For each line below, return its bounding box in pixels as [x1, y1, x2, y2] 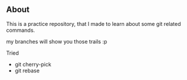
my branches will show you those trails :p [6, 38, 107, 45]
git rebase [14, 67, 40, 74]
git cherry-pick [14, 61, 52, 68]
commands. [6, 26, 36, 34]
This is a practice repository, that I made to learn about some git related [6, 20, 181, 27]
